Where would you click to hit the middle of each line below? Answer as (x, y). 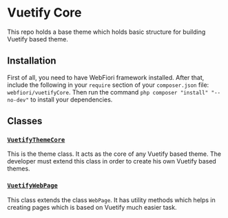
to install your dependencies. (72, 99)
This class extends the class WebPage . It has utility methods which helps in (111, 200)
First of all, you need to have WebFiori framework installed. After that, (106, 77)
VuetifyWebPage (33, 186)
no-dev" (18, 100)
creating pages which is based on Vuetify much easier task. (92, 207)
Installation (32, 61)
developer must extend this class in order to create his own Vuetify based (112, 161)
